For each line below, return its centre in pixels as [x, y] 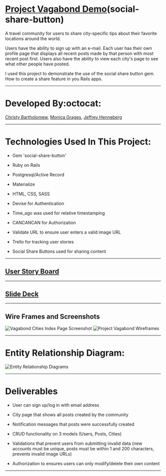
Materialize [24, 184]
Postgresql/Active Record [38, 175]
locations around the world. [33, 39]
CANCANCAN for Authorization [44, 222]
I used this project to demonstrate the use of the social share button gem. [80, 73]
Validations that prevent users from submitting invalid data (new [77, 443]
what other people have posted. [38, 64]
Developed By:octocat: [53, 104]
